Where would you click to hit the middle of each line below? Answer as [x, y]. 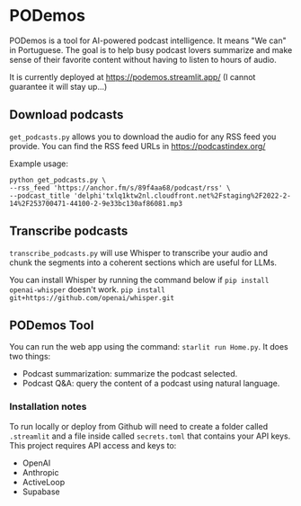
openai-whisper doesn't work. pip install [88, 289]
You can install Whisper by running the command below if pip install [139, 280]
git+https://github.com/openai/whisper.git [92, 297]
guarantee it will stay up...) [58, 86]
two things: [30, 357]
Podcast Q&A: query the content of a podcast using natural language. [151, 384]
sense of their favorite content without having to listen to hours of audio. [143, 59]
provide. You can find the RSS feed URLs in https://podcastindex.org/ [137, 146]
